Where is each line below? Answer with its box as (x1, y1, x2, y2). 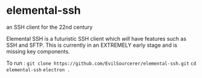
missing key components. (6, 47, 70, 55)
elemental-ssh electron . (6, 67, 71, 73)
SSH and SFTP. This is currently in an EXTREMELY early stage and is (6, 41, 177, 49)
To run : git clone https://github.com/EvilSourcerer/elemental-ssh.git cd (6, 59, 197, 67)
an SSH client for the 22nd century (6, 23, 93, 31)
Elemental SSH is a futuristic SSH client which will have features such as (6, 35, 186, 42)
